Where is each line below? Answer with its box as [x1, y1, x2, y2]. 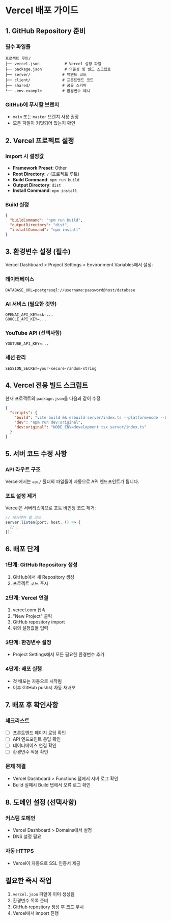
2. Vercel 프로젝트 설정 [5, 136, 74, 145]
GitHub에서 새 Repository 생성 [12, 574, 75, 580]
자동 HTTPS [5, 848, 34, 855]
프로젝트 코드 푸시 [12, 580, 48, 586]
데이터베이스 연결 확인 [12, 742, 57, 749]
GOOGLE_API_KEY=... [5, 316, 47, 321]
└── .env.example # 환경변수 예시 [5, 88, 91, 93]
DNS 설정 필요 [12, 833, 42, 839]
